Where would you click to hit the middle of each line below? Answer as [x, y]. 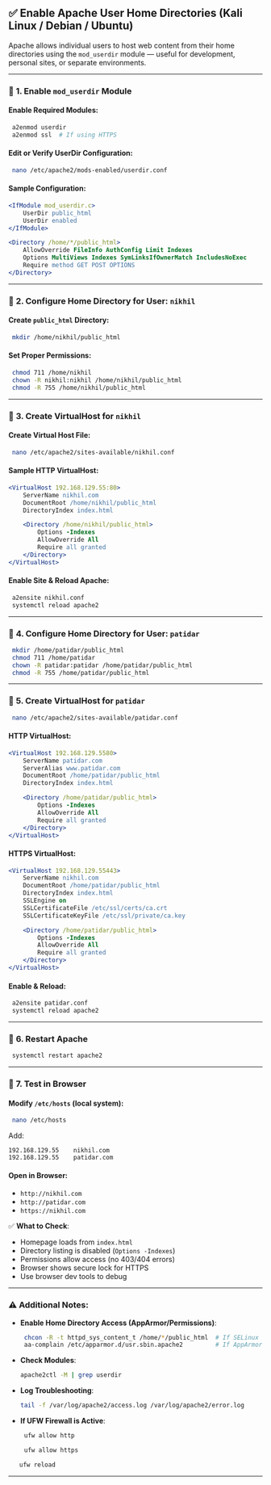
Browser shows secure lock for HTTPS [84, 1268]
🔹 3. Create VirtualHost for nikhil [75, 416]
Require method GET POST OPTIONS [79, 266]
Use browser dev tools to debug [73, 1277]
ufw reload [38, 1465]
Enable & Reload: [37, 986]
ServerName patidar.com [63, 761]
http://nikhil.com [51, 1194]
